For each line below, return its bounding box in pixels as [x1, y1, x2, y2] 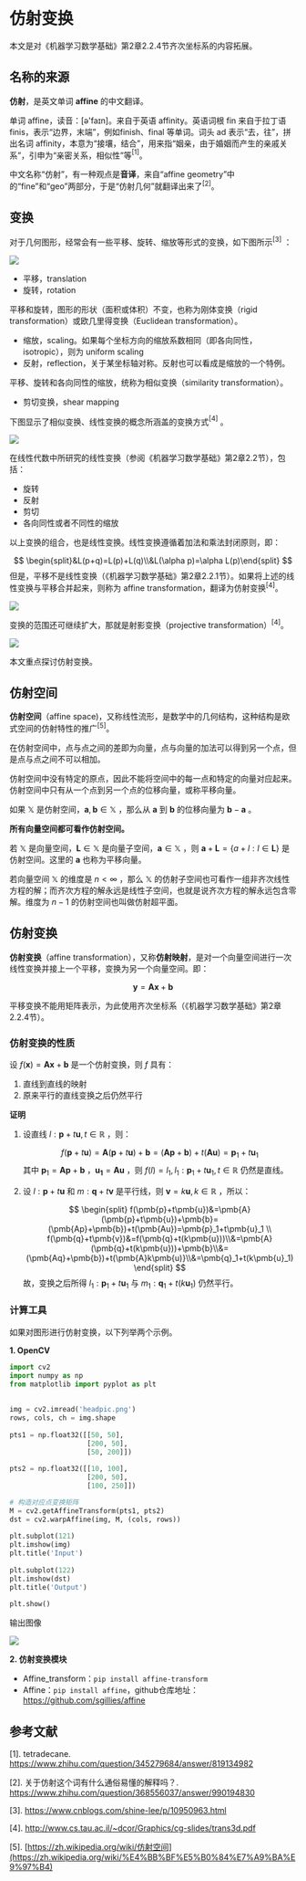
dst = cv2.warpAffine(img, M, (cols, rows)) [9, 1515, 181, 1524]
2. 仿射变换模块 [9, 1654, 67, 1665]
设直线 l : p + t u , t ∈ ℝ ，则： [22, 1129, 132, 1140]
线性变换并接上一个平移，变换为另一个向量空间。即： [9, 962, 209, 973]
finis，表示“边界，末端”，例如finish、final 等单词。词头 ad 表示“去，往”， [9, 126, 284, 137]
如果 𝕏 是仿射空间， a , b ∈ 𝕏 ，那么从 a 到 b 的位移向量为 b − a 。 [9, 804, 257, 814]
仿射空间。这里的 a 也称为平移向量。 [9, 854, 148, 865]
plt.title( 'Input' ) [9, 1549, 84, 1558]
